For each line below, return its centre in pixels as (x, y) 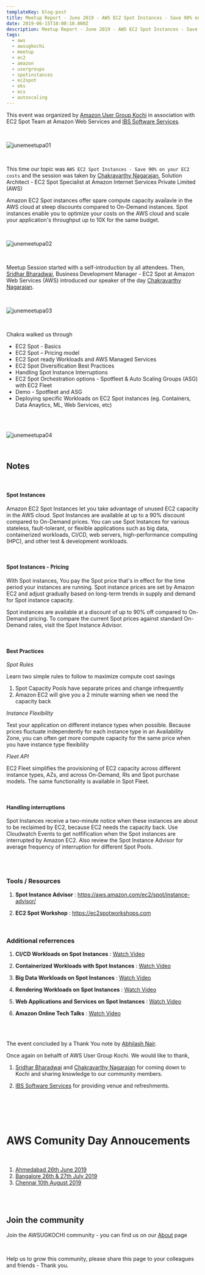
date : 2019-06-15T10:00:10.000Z (47, 23)
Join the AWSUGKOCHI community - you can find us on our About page (97, 1235)
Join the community (45, 1220)
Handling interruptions (36, 807)
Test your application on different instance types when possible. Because (99, 725)
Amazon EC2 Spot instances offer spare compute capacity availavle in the (99, 200)
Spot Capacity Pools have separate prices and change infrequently (99, 688)
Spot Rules (20, 665)
